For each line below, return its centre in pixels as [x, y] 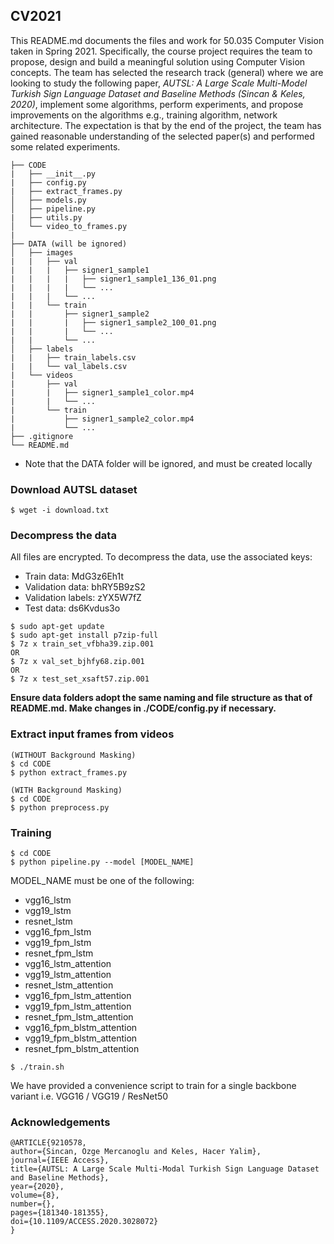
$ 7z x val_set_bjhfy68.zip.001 [77, 662]
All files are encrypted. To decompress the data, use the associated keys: [161, 557]
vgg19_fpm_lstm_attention [78, 1006]
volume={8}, [35, 1195]
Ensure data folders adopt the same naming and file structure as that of [161, 698]
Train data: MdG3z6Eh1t [74, 576]
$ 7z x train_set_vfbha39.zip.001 [82, 644]
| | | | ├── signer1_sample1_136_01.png [113, 279]
